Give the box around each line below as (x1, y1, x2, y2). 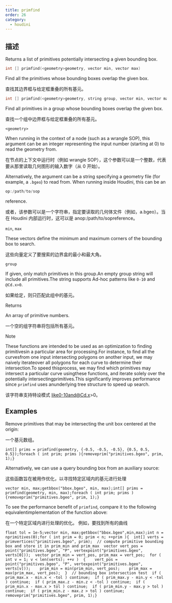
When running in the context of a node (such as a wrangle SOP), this (5, 135, 150, 141)
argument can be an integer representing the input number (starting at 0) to (5, 141, 165, 147)
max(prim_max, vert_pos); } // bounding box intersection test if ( (5, 570, 161, 575)
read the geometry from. (5, 146, 57, 152)
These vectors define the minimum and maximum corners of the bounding (5, 235, 162, 241)
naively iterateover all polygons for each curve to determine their (5, 359, 142, 365)
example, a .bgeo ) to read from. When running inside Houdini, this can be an (5, 179, 166, 185)
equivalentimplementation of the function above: (5, 509, 108, 515)
